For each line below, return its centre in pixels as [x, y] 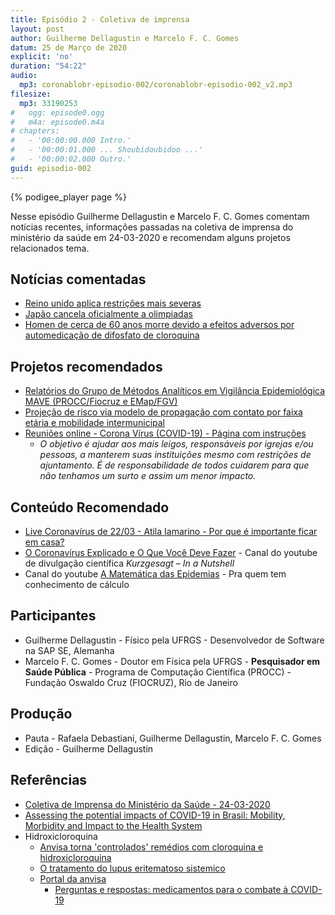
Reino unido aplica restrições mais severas [113, 303]
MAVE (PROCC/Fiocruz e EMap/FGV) [101, 402]
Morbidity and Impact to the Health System [113, 825]
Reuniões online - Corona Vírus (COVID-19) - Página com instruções [165, 433]
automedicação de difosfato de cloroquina [112, 335]
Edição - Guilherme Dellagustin [89, 748]
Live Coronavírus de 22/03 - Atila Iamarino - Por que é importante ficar [171, 532]
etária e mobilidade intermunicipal [94, 423]
